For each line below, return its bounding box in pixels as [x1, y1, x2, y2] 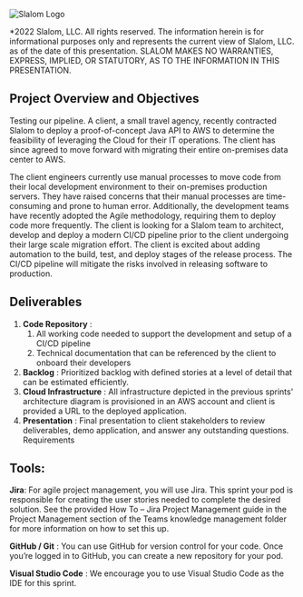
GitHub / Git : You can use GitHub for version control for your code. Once [9, 541, 284, 552]
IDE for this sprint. [9, 578, 77, 589]
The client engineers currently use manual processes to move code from [9, 171, 281, 182]
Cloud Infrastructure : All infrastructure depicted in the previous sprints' [22, 386, 294, 397]
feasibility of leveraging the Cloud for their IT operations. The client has [9, 134, 276, 145]
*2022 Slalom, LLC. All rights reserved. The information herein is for [9, 26, 265, 36]
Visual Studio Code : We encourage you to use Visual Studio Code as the [9, 568, 284, 579]
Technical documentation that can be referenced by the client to [35, 347, 277, 358]
